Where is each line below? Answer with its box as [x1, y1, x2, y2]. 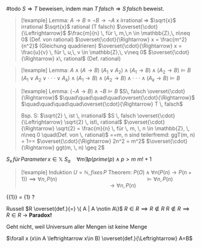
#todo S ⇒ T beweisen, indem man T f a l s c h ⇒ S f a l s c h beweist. [6, 5, 164, 12]
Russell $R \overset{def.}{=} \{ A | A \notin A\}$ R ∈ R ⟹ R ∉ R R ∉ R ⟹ [6, 205, 190, 213]
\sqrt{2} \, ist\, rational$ [64, 118, 123, 126]
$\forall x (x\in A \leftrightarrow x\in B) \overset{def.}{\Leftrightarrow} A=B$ [6, 235, 193, 242]
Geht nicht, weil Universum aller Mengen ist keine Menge [6, 223, 148, 231]
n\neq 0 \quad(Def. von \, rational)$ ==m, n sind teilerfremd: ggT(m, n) [20, 131, 196, 138]
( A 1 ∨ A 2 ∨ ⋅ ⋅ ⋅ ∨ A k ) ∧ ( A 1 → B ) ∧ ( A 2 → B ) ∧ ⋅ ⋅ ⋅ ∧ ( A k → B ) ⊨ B [20, 74, 181, 83]
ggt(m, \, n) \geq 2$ [56, 144, 105, 151]
